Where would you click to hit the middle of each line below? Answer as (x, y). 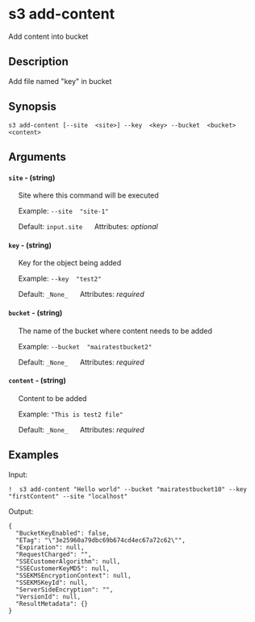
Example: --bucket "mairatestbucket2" (85, 346)
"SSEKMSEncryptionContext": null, (73, 575)
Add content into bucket (48, 36)
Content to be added (52, 398)
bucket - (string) (36, 312)
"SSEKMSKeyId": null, (52, 582)
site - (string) (32, 177)
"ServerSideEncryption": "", (65, 590)
